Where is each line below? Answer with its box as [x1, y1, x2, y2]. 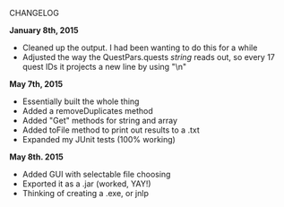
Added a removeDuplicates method [22, 106, 154, 116]
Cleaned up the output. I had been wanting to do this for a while [22, 42, 258, 53]
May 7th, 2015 [9, 79, 64, 89]
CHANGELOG [9, 8, 60, 18]
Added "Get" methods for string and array [22, 116, 177, 125]
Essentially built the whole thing [22, 96, 140, 107]
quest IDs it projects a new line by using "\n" [22, 62, 186, 72]
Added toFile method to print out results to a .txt [22, 125, 200, 135]
